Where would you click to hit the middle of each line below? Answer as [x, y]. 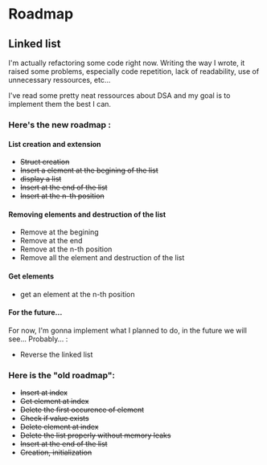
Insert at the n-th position [62, 196]
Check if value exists [55, 418]
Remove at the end [51, 241]
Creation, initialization [56, 453]
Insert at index [44, 393]
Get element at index [54, 402]
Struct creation [45, 162]
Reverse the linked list [56, 354]
